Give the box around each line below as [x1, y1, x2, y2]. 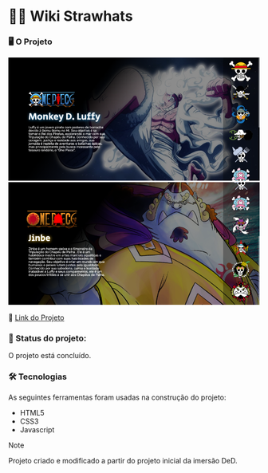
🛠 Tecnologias [8, 371, 68, 382]
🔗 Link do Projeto [8, 313, 65, 322]
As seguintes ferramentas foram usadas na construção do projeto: [8, 392, 227, 402]
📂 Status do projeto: [8, 333, 87, 344]
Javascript [19, 424, 55, 434]
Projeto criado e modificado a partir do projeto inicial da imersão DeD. [8, 455, 238, 465]
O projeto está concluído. [8, 351, 92, 361]
